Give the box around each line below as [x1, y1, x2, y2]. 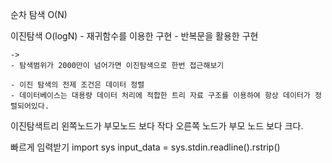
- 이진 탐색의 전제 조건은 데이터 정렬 [10, 80, 145, 90]
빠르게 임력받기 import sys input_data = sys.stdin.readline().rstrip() [10, 141, 281, 153]
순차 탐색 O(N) [10, 9, 68, 20]
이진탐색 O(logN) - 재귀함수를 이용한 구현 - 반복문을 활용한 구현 [10, 30, 259, 42]
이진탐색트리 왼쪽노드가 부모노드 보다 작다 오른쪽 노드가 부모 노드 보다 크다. [10, 120, 304, 132]
